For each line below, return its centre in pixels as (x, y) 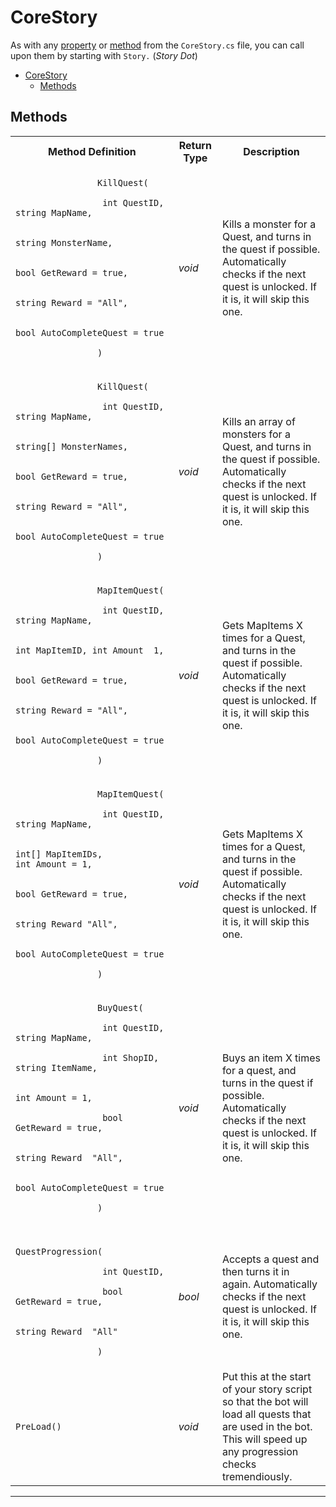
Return (195, 145)
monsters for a (256, 434)
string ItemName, (56, 1067)
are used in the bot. (267, 1426)
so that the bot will (265, 1401)
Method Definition (92, 151)
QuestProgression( (59, 1251)
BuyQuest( (120, 1007)
